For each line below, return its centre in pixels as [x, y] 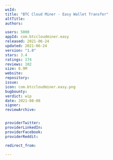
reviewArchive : [21, 110]
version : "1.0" [21, 50]
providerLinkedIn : [24, 128]
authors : [14, 23]
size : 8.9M [16, 69]
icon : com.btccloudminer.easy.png [41, 87]
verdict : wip [18, 96]
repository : [17, 78]
